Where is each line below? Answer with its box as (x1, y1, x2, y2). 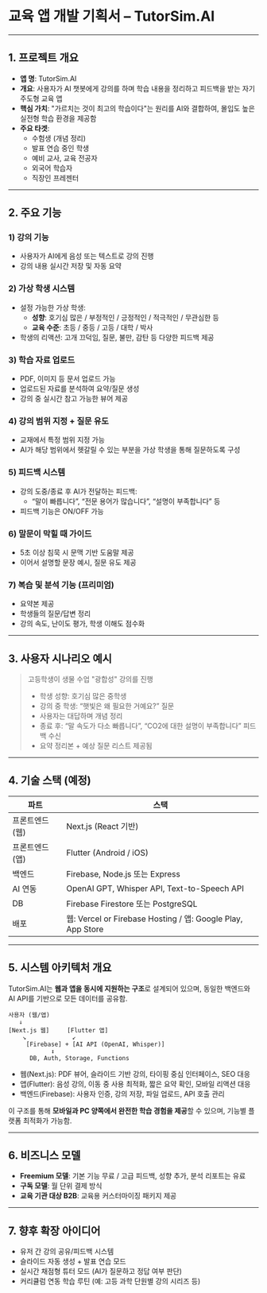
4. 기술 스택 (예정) (8, 774, 91, 788)
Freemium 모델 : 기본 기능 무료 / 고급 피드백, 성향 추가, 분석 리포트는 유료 (19, 1171, 246, 1181)
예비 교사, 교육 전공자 (31, 153, 98, 163)
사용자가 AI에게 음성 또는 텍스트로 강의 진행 (19, 251, 154, 261)
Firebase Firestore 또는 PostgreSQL (66, 898, 198, 909)
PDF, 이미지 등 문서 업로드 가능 (19, 374, 116, 384)
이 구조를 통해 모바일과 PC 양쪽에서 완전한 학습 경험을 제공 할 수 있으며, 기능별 (8, 1105, 247, 1115)
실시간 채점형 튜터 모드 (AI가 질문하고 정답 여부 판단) (19, 1267, 183, 1276)
